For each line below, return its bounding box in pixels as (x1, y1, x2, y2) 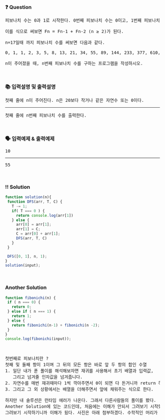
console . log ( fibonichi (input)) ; (5, 336, 71, 341)
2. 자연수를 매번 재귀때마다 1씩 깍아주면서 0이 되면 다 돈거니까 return (5, 380, 156, 386)
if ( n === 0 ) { (7, 300, 41, 305)
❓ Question (5, 3, 32, 10)
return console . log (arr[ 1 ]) (16, 213, 74, 218)
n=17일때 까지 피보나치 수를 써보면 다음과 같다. (5, 40, 105, 45)
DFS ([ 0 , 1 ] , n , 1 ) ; (7, 254, 48, 259)
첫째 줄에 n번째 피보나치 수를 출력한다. (5, 112, 87, 118)
